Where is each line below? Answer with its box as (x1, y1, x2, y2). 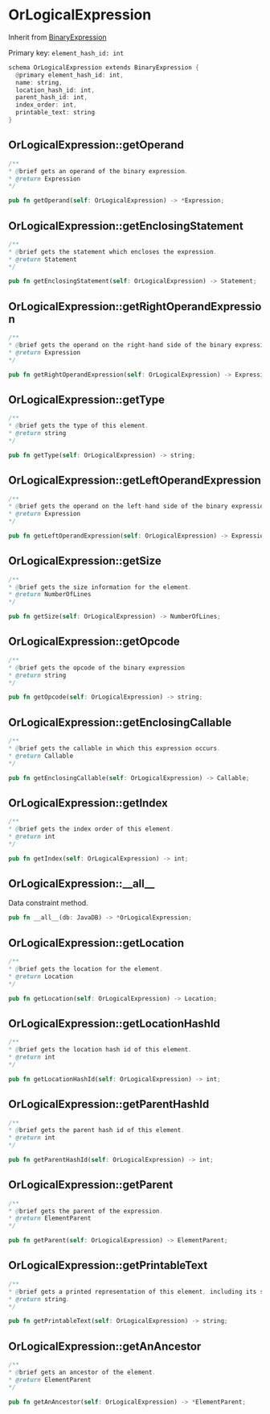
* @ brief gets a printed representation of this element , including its (8, 1288, 257, 1296)
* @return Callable (8, 752, 74, 760)
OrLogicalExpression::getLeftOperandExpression (8, 474, 261, 487)
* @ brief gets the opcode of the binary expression (8, 663, 185, 672)
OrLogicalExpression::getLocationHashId (8, 1017, 221, 1030)
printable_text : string (15, 109, 95, 117)
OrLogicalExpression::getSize (8, 554, 162, 568)
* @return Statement (8, 255, 78, 263)
